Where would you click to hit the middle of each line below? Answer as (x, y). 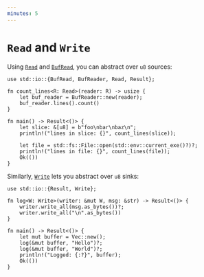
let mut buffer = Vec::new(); (63, 237)
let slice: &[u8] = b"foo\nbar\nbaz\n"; (78, 127)
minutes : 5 (23, 13)
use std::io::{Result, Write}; (52, 189)
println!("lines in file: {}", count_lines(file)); (95, 151)
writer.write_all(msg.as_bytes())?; (72, 207)
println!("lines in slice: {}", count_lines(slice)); (98, 133)
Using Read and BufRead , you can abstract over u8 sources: (90, 67)
